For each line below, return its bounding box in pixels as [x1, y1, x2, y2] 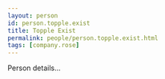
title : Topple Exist [7, 26, 77, 34]
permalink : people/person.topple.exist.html [7, 34, 159, 42]
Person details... [7, 63, 61, 73]
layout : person [7, 11, 58, 20]
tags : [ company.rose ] [7, 41, 80, 49]
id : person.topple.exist [7, 19, 91, 27]
